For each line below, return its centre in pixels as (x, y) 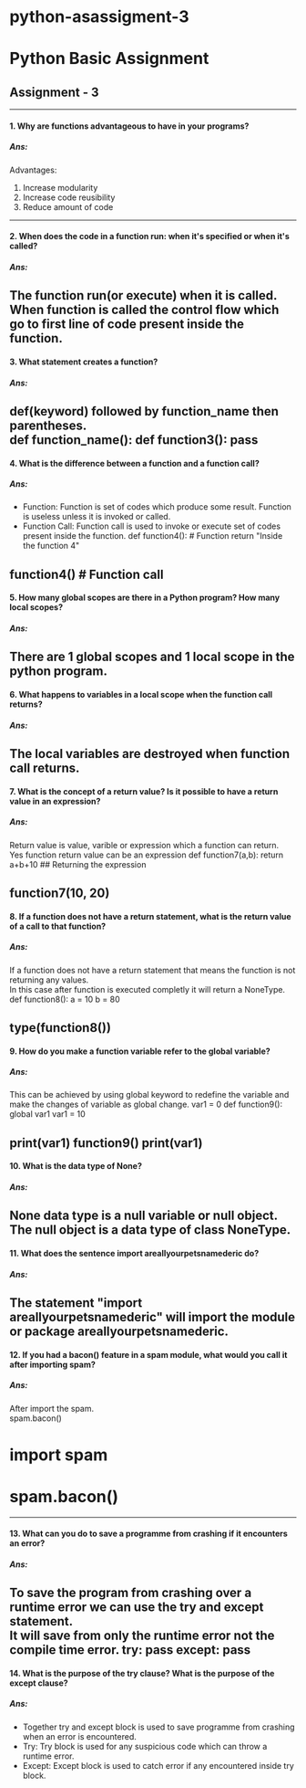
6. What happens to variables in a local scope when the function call (141, 695)
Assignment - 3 (54, 92)
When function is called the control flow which (144, 310)
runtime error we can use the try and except (137, 1608)
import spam (59, 1455)
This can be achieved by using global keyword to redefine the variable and (149, 1095)
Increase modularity (60, 187)
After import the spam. (52, 1408)
